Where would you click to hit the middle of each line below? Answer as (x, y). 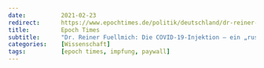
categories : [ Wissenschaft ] (59, 45)
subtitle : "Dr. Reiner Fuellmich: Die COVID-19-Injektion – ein (125, 37)
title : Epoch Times (54, 30)
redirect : (24, 23)
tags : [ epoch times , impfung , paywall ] (89, 52)
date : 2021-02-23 (52, 15)
